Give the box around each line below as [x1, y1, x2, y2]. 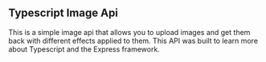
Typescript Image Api [8, 6, 119, 20]
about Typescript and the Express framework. [8, 44, 161, 54]
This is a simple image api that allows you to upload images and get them [8, 27, 251, 37]
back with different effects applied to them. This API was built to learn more [8, 36, 259, 45]
